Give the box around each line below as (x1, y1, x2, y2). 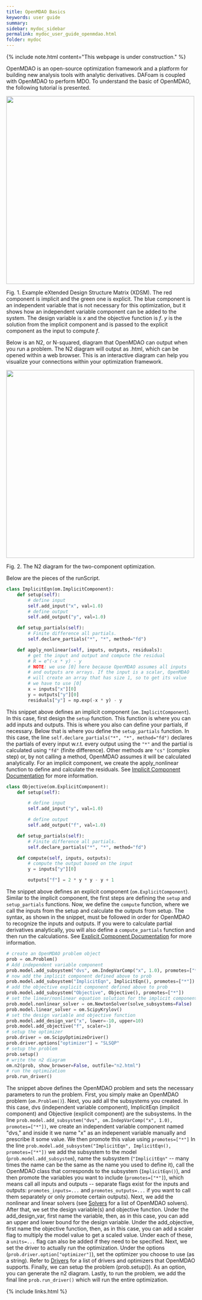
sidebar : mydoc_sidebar (6, 25, 66, 32)
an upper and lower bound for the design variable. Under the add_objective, (6, 1219, 194, 1226)
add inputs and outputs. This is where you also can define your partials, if (6, 721, 188, 728)
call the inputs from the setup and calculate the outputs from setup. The (6, 907, 185, 914)
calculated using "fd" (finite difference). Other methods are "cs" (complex (6, 746, 190, 753)
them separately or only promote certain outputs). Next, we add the (6, 1193, 173, 1200)
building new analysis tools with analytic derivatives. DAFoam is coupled (6, 72, 186, 78)
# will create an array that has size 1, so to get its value (28, 675, 187, 681)
